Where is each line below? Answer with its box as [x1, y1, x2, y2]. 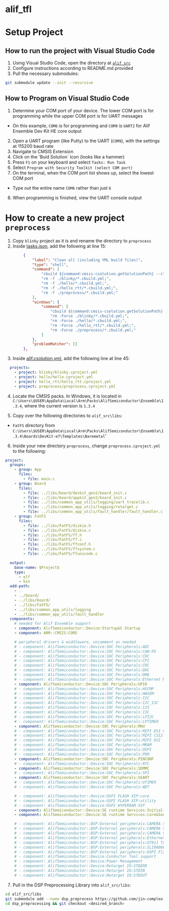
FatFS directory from [12, 422, 55, 428]
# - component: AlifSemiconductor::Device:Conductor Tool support [14, 854, 156, 859]
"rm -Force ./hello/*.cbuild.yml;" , [50, 318, 127, 323]
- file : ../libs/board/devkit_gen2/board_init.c [23, 490, 127, 495]
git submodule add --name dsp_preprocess [5, 896, 94, 901]
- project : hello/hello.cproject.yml [14, 374, 94, 379]
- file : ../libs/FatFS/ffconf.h [23, 542, 92, 547]
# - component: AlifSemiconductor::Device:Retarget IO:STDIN [14, 868, 145, 873]
